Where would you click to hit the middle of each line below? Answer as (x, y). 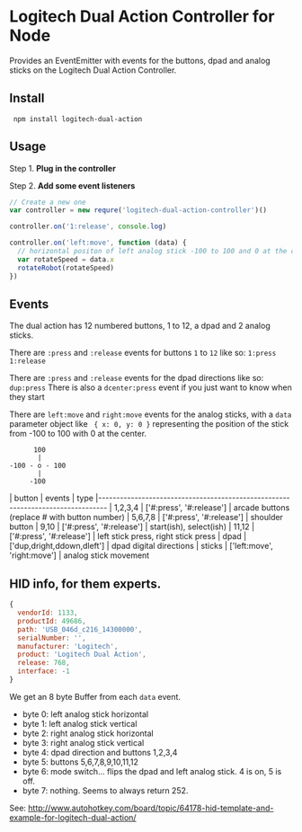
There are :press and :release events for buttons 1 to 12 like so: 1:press (143, 353)
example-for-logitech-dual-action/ (73, 817)
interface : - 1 (44, 671)
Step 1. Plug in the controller (63, 168)
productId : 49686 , (52, 621)
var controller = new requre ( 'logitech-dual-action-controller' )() (138, 210)
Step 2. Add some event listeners (72, 185)
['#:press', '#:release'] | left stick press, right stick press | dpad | (128, 536)
